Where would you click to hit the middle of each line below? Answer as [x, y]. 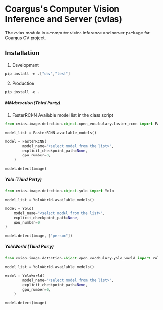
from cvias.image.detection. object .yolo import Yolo [59, 191]
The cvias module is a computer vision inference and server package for [78, 33]
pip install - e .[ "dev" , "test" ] [38, 74]
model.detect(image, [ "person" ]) [39, 236]
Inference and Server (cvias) [64, 19]
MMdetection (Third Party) [33, 103]
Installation [22, 53]
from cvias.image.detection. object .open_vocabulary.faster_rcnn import [79, 124]
